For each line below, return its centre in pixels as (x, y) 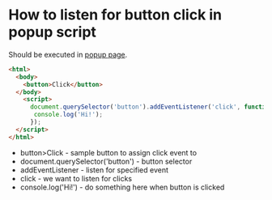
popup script (53, 32)
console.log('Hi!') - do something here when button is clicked (122, 187)
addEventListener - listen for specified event (94, 170)
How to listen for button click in (115, 15)
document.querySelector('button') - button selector (106, 161)
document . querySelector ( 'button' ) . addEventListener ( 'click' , (135, 107)
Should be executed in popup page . (68, 54)
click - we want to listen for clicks (76, 178)
